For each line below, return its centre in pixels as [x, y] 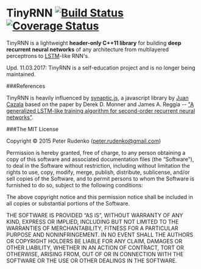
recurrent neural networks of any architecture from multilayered [88, 49]
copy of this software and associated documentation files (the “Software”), [100, 159]
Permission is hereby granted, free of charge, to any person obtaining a [96, 152]
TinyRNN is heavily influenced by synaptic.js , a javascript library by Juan [97, 98]
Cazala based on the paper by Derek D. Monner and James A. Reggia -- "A [100, 104]
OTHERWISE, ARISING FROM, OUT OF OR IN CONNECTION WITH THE [95, 254]
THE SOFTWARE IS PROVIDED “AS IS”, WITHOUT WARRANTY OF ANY [95, 215]
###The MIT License [33, 129]
